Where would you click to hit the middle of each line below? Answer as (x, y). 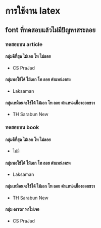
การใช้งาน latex (33, 11)
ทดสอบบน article (24, 44)
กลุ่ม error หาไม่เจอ (22, 209)
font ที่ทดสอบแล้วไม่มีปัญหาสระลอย (50, 30)
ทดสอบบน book (22, 128)
